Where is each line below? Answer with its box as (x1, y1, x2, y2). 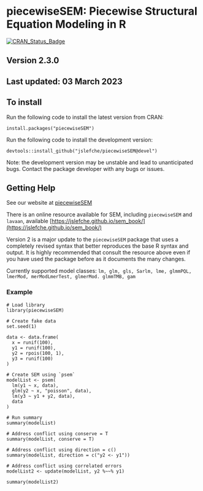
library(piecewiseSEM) (6, 307, 64, 313)
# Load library (6, 302, 45, 308)
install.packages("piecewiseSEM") (6, 125, 95, 131)
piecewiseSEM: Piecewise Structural (6, 4, 197, 18)
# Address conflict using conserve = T (6, 430, 109, 436)
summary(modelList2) (6, 479, 59, 485)
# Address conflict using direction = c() (6, 446, 117, 453)
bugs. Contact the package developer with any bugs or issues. (6, 165, 165, 172)
